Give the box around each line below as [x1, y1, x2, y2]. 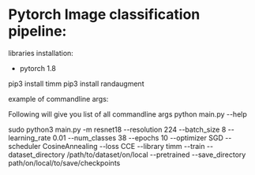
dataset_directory [8, 150, 66, 159]
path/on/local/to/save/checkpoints [8, 158, 121, 167]
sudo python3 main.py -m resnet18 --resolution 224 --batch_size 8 [8, 125, 227, 134]
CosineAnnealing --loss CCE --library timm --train [42, 141, 205, 151]
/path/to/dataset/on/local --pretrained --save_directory [66, 150, 246, 159]
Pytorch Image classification [8, 6, 201, 24]
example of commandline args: [8, 94, 109, 103]
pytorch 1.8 [19, 63, 57, 73]
